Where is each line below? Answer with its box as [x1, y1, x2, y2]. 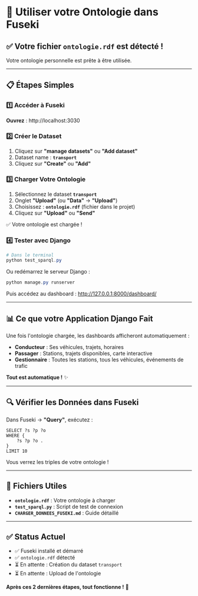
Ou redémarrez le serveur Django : [6, 268, 90, 275]
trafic [14, 363, 28, 370]
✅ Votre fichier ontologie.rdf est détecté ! [6, 41, 164, 51]
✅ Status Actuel [6, 532, 66, 542]
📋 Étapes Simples [6, 80, 75, 90]
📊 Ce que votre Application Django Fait [6, 314, 153, 324]
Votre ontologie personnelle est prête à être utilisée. [6, 57, 132, 64]
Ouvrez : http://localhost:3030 [6, 117, 81, 124]
